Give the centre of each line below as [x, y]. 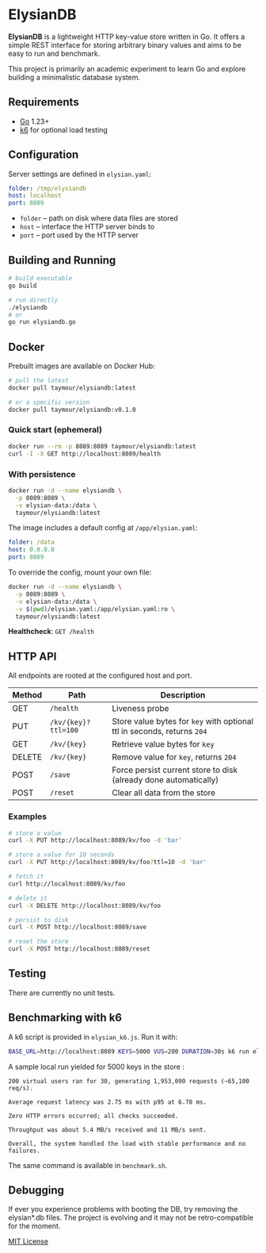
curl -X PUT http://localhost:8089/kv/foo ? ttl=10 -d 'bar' [108, 863]
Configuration [44, 155]
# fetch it [26, 877]
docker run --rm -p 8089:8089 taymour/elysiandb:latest [102, 446]
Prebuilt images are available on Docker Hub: [82, 366]
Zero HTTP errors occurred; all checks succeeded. [93, 1116]
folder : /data [32, 542]
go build [23, 286]
